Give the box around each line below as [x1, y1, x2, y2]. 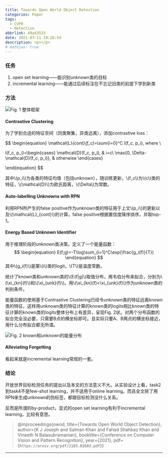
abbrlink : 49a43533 [5, 31, 46, 36]
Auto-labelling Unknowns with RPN [5, 193, 80, 199]
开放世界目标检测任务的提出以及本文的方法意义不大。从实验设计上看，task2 [5, 382, 161, 388]
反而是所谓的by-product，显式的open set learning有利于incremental [5, 405, 145, 411]
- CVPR [9, 21, 23, 27]
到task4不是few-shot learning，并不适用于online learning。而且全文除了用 [5, 388, 158, 394]
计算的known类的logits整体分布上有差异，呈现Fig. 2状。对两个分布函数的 [9, 309, 160, 315]
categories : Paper [5, 12, 43, 17]
